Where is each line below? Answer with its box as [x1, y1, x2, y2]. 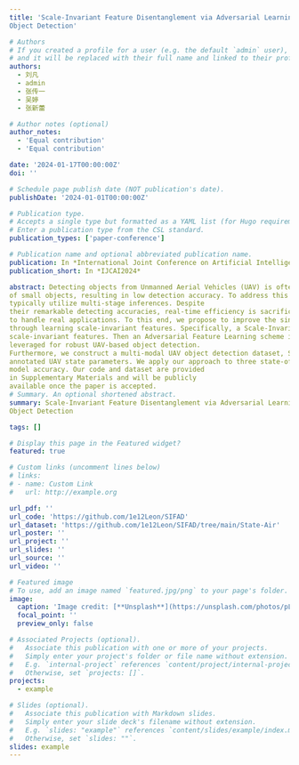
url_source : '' [9, 553, 66, 562]
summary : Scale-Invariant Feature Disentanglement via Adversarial [9, 398, 265, 407]
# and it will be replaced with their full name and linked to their [9, 54, 273, 63]
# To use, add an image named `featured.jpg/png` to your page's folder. [9, 586, 289, 595]
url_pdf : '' [9, 503, 53, 512]
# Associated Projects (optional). [9, 635, 141, 644]
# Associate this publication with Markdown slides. [9, 709, 217, 718]
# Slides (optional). [9, 701, 90, 710]
